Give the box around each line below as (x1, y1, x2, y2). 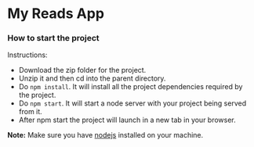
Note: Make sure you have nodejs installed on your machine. (7, 131, 204, 140)
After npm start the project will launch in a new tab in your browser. (18, 115, 236, 125)
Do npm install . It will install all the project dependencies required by (18, 82, 243, 91)
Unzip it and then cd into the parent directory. (18, 73, 166, 83)
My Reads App (7, 5, 105, 23)
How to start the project (7, 33, 100, 44)
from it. (18, 107, 42, 117)
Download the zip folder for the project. (18, 66, 147, 75)
